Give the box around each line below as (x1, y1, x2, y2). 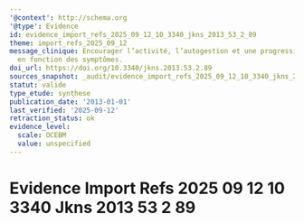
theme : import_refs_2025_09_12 (9, 38, 128, 48)
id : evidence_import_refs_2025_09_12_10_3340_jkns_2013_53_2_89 (9, 30, 257, 39)
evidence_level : (9, 123, 71, 132)
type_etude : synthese (9, 88, 91, 98)
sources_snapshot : (9, 72, 79, 81)
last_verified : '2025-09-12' (9, 106, 119, 115)
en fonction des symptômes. (17, 55, 124, 64)
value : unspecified (17, 139, 91, 148)
